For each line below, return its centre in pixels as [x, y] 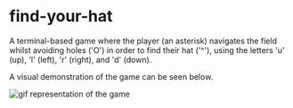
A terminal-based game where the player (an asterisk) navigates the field [143, 41]
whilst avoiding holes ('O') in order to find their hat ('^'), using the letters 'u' [147, 50]
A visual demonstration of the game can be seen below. [111, 76]
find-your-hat [61, 16]
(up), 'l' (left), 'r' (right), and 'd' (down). [81, 59]
